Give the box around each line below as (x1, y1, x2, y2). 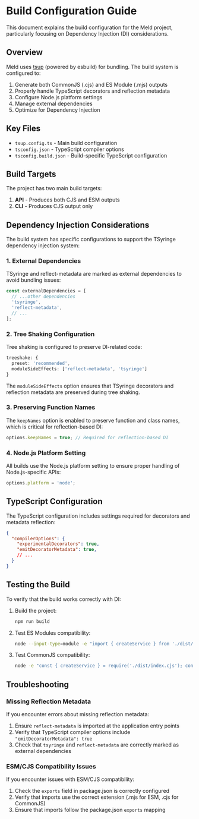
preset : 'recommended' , (11, 360, 70, 366)
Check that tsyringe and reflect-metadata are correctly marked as (14, 741, 179, 748)
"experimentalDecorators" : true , (17, 541, 100, 547)
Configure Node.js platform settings (14, 93, 103, 100)
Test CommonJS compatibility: (14, 651, 90, 659)
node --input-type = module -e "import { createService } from (14, 641, 170, 647)
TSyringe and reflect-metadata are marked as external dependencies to (6, 270, 182, 278)
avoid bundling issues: (6, 276, 61, 283)
